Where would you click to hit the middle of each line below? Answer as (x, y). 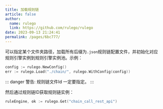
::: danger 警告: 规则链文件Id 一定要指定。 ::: (50, 82)
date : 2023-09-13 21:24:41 (33, 32)
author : (13, 19)
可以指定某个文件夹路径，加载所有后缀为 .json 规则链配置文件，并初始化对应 (81, 52)
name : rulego (23, 23)
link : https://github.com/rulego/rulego (51, 28)
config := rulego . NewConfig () (36, 67)
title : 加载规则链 (22, 10)
